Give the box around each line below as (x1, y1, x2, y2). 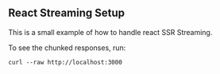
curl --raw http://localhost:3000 (8, 58, 123, 66)
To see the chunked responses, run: (8, 43, 126, 53)
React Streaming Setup (8, 6, 125, 20)
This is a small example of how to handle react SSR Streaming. (8, 27, 213, 37)
